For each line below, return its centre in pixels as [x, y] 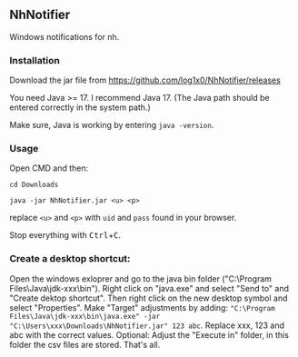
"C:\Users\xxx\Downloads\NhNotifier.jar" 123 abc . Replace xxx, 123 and [147, 325]
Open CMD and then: [49, 168]
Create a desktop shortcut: [70, 259]
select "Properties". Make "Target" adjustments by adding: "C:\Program [142, 307]
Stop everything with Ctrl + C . [65, 235]
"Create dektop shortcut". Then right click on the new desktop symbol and [149, 298]
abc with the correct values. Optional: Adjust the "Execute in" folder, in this [149, 334]
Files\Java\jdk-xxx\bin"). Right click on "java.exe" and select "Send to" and [149, 288]
